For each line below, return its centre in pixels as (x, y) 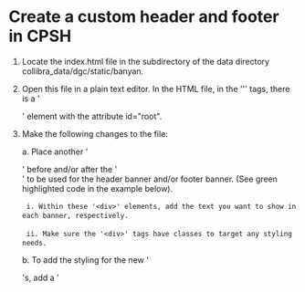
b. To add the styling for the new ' (85, 260)
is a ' (31, 99)
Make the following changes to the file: (95, 133)
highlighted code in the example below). (97, 188)
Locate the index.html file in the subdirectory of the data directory (146, 61)
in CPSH (40, 36)
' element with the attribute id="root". (92, 116)
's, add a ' (41, 277)
